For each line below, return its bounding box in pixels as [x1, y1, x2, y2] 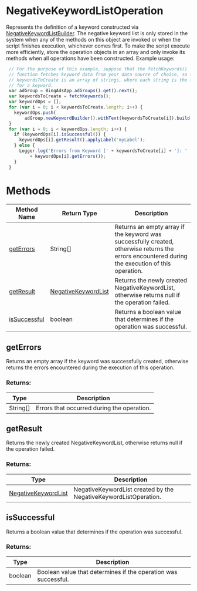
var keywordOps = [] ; [8, 99, 62, 105]
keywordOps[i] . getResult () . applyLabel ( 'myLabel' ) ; [19, 137, 145, 143]
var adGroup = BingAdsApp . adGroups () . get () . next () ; [8, 88, 138, 94]
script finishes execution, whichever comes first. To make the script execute [6, 42, 191, 49]
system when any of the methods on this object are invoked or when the [6, 36, 181, 43]
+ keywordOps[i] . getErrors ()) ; [29, 153, 107, 159]
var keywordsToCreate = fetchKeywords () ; [8, 93, 111, 99]
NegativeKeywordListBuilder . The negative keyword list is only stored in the [6, 29, 188, 36]
